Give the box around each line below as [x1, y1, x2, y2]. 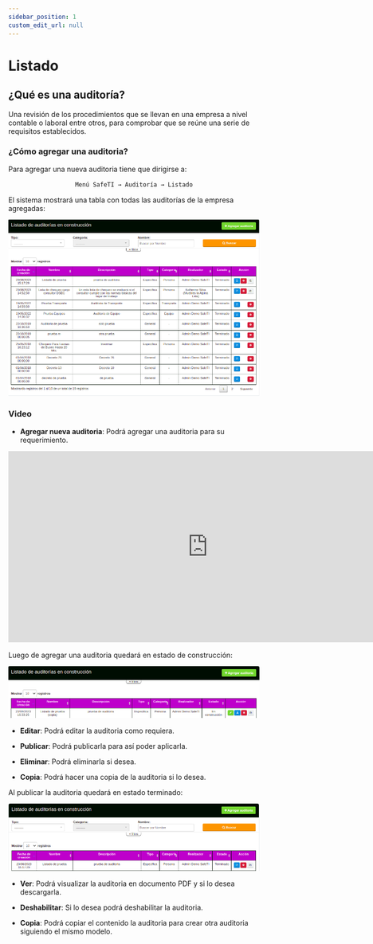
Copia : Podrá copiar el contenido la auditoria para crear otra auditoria [19, 918, 249, 927]
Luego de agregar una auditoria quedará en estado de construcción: [8, 650, 233, 660]
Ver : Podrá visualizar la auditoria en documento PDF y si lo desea [19, 879, 235, 888]
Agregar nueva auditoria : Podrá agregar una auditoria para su [19, 426, 225, 436]
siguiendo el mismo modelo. [19, 926, 113, 936]
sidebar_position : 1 [8, 13, 77, 21]
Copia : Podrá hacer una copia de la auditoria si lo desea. [19, 772, 206, 781]
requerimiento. [19, 435, 69, 445]
